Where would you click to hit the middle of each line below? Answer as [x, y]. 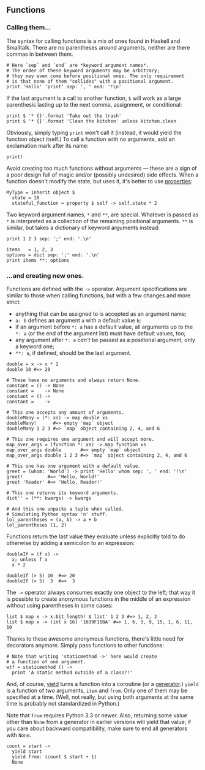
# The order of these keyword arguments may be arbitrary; [83, 71]
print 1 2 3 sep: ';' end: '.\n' [49, 238]
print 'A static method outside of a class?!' [72, 673]
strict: [14, 302]
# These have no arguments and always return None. [73, 380]
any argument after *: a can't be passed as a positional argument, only [105, 340]
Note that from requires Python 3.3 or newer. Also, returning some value [97, 715]
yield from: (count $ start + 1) [54, 757]
